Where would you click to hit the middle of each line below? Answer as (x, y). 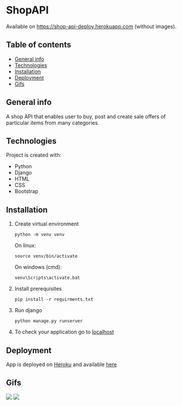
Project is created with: (34, 155)
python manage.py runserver (48, 321)
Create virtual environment (47, 224)
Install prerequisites (38, 289)
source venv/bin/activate (46, 256)
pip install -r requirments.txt (54, 299)
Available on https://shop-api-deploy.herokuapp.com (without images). (91, 26)
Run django (28, 311)
